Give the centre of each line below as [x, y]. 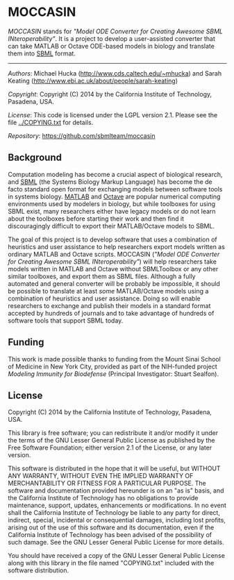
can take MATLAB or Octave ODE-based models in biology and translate [111, 46]
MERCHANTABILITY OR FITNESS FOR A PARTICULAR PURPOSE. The [107, 484]
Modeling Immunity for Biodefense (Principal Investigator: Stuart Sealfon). [114, 374]
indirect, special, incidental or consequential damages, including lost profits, [117, 520]
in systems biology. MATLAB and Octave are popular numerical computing [114, 196]
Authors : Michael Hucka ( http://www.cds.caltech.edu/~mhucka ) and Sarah [115, 73]
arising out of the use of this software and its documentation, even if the [111, 527]
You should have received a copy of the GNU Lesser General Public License [116, 556]
